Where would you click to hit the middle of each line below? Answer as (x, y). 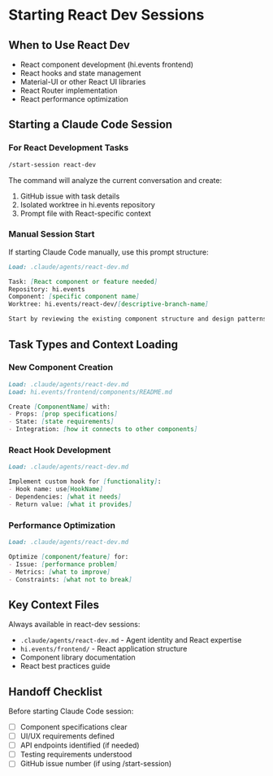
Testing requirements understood (76, 755)
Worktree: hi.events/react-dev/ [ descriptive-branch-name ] (108, 304)
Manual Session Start (52, 234)
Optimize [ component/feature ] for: (69, 556)
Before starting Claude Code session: (71, 711)
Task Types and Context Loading (93, 344)
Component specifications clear (74, 727)
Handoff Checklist (56, 692)
